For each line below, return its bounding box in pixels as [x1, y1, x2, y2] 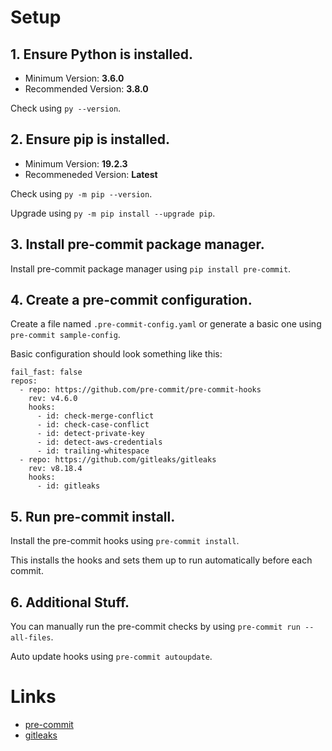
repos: [10, 376, 38, 386]
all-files [10, 633, 52, 643]
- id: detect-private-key [36, 429, 145, 439]
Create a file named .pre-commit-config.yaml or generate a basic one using [10, 318, 322, 330]
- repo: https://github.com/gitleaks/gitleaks [19, 455, 217, 465]
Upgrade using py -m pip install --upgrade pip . [10, 207, 216, 219]
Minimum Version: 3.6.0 [24, 72, 125, 84]
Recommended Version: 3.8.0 [24, 83, 149, 95]
